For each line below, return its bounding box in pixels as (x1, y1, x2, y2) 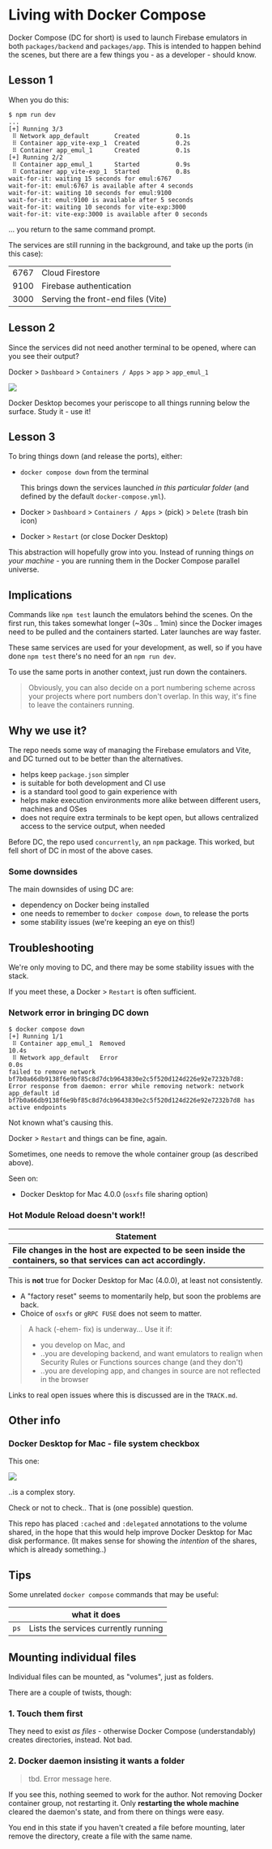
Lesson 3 (8, 430, 56, 443)
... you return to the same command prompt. (8, 224, 156, 234)
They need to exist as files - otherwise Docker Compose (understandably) (8, 1726, 257, 1736)
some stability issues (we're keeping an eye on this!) (19, 918, 196, 927)
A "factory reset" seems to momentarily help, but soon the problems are (19, 1291, 261, 1301)
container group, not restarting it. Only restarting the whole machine (8, 1798, 240, 1808)
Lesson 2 (8, 321, 56, 335)
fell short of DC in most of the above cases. (8, 846, 154, 855)
